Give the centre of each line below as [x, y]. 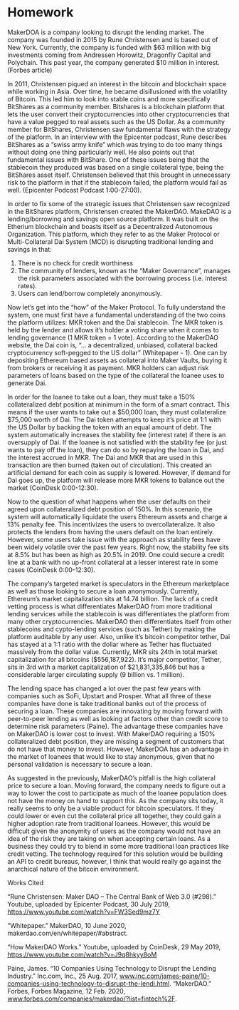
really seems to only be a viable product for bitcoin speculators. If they [111, 808]
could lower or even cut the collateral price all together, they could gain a [115, 816]
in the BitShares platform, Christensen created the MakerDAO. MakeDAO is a [119, 211]
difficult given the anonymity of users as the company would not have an [114, 831]
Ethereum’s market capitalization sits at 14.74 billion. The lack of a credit [113, 598]
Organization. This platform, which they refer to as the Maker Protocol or [114, 234]
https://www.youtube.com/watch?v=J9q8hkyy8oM [82, 954]
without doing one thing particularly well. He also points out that [101, 152]
